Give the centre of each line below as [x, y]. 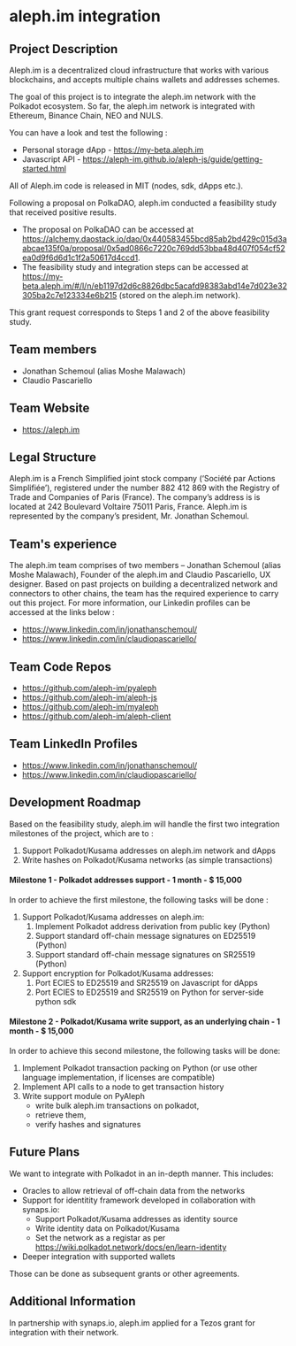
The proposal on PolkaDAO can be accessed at [108, 229]
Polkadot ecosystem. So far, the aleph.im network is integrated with [132, 106]
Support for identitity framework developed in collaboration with [139, 1200]
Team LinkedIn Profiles [74, 744]
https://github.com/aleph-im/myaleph [90, 707]
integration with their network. [64, 1332]
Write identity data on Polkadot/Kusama [107, 1228]
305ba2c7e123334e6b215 [69, 295]
